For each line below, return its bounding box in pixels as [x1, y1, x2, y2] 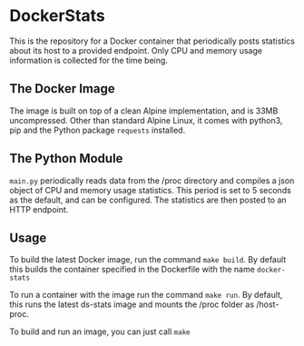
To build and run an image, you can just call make [9, 326, 191, 337]
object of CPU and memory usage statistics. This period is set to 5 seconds [9, 184, 292, 195]
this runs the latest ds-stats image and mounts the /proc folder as [9, 299, 255, 310]
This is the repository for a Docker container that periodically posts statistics [9, 35, 295, 46]
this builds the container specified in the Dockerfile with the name [9, 264, 256, 275]
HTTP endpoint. [9, 203, 69, 214]
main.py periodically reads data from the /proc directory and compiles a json [9, 174, 295, 186]
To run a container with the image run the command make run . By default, [9, 290, 283, 301]
